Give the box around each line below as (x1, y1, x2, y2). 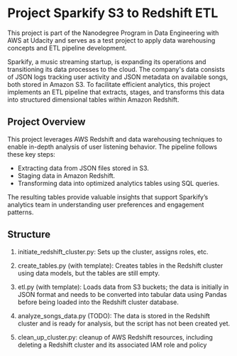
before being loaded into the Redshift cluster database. (17, 298, 179, 306)
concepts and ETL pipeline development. (7, 43, 127, 52)
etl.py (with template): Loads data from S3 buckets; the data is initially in (17, 283, 229, 291)
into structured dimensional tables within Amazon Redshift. (7, 95, 180, 104)
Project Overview (7, 116, 86, 128)
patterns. (7, 208, 34, 216)
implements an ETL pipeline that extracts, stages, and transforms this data (7, 88, 225, 96)
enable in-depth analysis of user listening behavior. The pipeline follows (7, 142, 218, 151)
